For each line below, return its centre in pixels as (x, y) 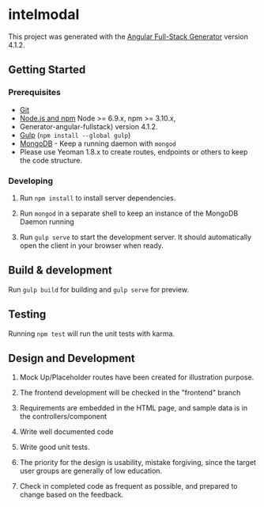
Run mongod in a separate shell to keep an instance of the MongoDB (129, 213)
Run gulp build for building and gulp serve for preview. (99, 289)
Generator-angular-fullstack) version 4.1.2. (89, 126)
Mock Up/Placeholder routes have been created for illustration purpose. (137, 377)
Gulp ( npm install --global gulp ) (75, 135)
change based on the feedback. (72, 495)
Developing (31, 181)
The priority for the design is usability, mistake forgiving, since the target (138, 463)
